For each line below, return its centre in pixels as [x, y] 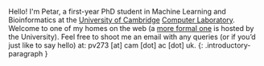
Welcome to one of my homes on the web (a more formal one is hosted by [131, 28]
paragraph [26, 54]
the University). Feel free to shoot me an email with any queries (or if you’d [132, 37]
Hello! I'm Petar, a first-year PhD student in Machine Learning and [118, 12]
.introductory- [228, 45]
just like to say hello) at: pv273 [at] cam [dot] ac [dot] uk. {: [106, 45]
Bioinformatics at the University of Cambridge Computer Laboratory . [122, 20]
